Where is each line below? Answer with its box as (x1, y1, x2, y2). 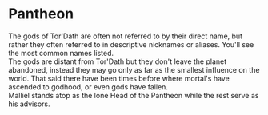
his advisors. (8, 99, 50, 109)
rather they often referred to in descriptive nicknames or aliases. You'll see (8, 39, 254, 49)
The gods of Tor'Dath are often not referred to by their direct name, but (8, 31, 242, 41)
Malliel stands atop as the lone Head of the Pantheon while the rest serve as (8, 90, 259, 100)
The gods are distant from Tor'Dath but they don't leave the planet (8, 57, 227, 66)
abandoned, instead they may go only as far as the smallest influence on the (8, 65, 260, 74)
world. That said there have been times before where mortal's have (8, 73, 230, 83)
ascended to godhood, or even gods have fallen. (8, 81, 168, 92)
